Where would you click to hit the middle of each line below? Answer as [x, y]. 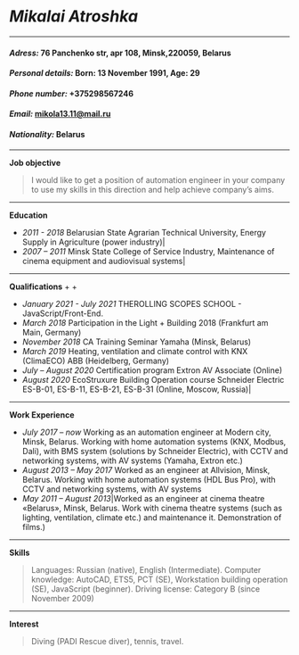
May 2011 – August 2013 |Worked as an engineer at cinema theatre [143, 498]
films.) [34, 526]
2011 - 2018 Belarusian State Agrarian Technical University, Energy [144, 232]
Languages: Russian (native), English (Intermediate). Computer [146, 569]
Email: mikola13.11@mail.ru [60, 114]
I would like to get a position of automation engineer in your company [158, 179]
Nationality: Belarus [47, 134]
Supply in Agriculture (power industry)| [93, 242]
